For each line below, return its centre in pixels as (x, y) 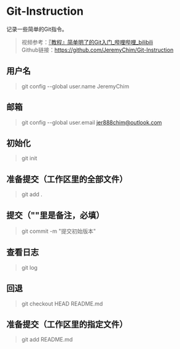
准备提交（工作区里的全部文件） (67, 179)
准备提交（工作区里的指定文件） (67, 325)
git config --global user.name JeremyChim (75, 86)
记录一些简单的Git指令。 (37, 29)
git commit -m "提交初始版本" (59, 231)
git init (29, 159)
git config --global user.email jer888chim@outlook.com (92, 122)
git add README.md (47, 340)
